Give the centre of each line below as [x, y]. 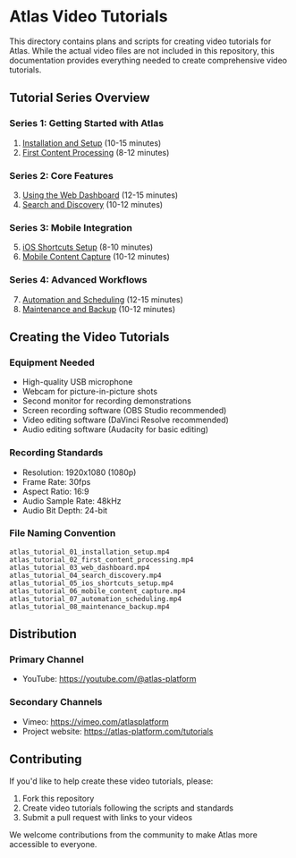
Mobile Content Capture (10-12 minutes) [96, 257]
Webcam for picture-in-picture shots [90, 392]
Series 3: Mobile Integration [71, 227]
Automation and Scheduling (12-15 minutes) [102, 299]
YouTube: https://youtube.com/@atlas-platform [109, 679]
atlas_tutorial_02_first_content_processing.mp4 [101, 560]
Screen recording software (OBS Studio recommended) [124, 411]
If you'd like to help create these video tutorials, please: [111, 781]
